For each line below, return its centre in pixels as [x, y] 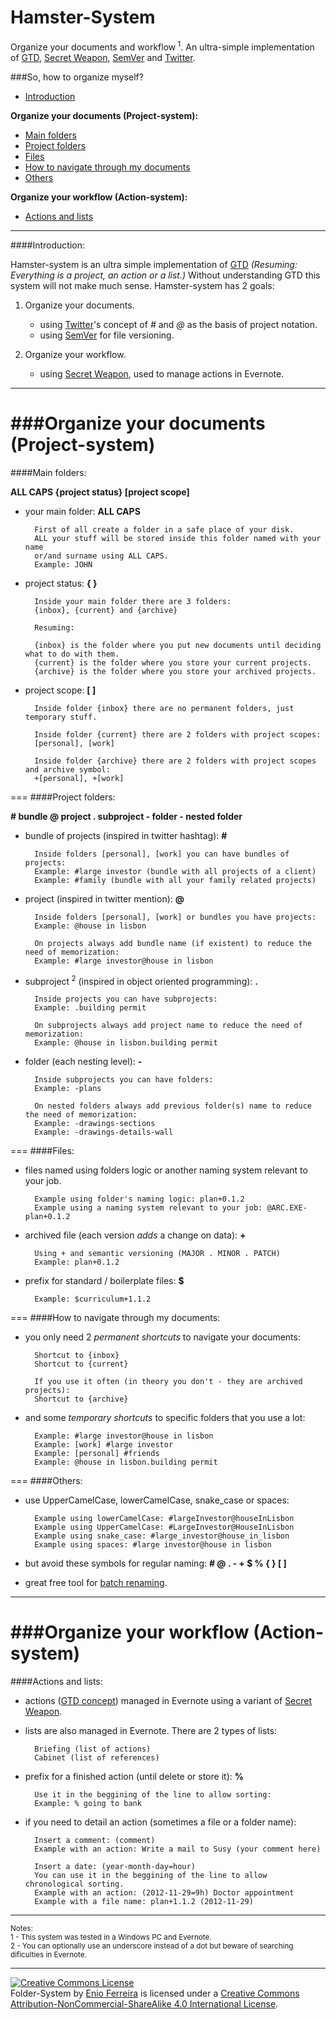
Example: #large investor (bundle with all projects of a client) [175, 871]
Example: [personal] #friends [97, 1454]
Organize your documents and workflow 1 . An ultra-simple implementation [162, 46]
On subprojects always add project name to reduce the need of [168, 1026]
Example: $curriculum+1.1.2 [93, 1299]
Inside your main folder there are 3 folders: [133, 601]
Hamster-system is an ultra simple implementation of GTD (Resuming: [154, 264]
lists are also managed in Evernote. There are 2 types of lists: [151, 1731]
